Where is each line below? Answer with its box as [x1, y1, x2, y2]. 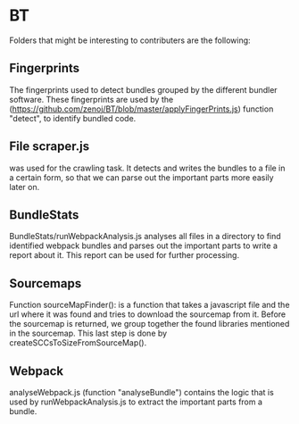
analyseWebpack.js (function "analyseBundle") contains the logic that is [9, 387, 274, 397]
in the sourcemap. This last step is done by [9, 328, 168, 339]
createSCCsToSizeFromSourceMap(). [9, 337, 147, 348]
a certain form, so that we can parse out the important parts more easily [9, 171, 274, 183]
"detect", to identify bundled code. [9, 112, 137, 123]
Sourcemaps [9, 276, 82, 291]
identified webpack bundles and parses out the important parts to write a [9, 240, 278, 251]
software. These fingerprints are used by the [9, 94, 174, 104]
